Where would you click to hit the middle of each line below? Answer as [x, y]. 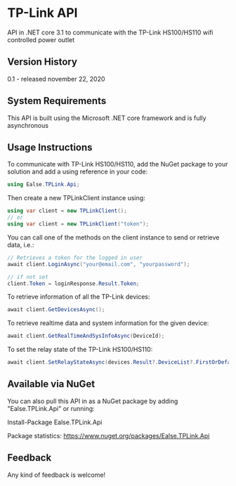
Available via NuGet [51, 384]
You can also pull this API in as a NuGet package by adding [93, 401]
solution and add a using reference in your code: [78, 172]
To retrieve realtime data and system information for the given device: [108, 323]
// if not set [28, 277]
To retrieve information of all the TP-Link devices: [79, 297]
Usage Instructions [50, 147]
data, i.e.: [21, 244]
